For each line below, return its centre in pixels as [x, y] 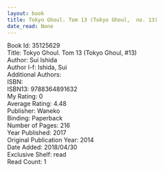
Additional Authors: [34, 75]
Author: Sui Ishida [32, 60]
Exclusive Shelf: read [37, 155]
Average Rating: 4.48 [37, 104]
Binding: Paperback [35, 118]
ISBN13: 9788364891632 [42, 89]
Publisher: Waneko [34, 111]
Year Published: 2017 [37, 133]
